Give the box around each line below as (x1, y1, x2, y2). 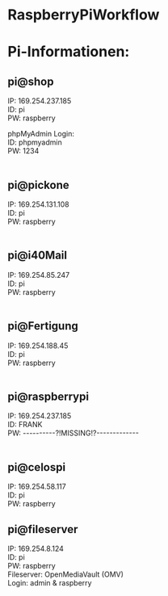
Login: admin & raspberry (7, 578, 92, 588)
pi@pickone (7, 178, 69, 191)
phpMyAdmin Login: (7, 129, 74, 139)
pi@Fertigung (7, 319, 78, 333)
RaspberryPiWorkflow (7, 6, 160, 24)
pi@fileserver (7, 523, 78, 536)
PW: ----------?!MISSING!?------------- (7, 428, 139, 438)
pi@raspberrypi (7, 390, 90, 404)
